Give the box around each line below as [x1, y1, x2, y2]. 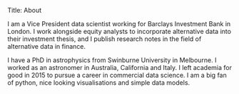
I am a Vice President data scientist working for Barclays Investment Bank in [7, 20, 231, 28]
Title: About [7, 6, 42, 14]
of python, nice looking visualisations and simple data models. [7, 78, 190, 87]
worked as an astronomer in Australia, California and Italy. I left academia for [7, 64, 232, 71]
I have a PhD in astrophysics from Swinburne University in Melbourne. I [7, 56, 217, 64]
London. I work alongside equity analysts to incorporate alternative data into [7, 28, 232, 35]
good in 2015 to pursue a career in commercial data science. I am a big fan [7, 71, 227, 79]
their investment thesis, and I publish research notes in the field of [7, 35, 202, 43]
